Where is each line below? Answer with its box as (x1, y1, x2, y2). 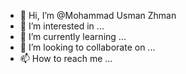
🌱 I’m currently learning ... (19, 31, 127, 42)
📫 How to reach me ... (19, 53, 113, 64)
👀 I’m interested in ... (19, 20, 105, 32)
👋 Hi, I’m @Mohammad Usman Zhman (19, 10, 177, 21)
